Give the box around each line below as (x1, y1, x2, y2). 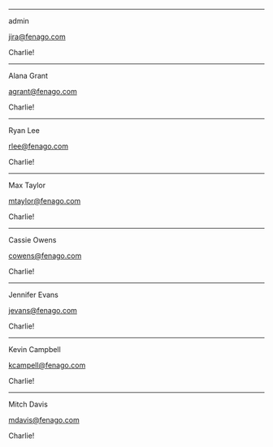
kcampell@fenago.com (8, 360, 86, 370)
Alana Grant (8, 71, 49, 80)
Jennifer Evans (8, 290, 58, 299)
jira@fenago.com (8, 32, 67, 41)
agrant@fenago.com (8, 87, 77, 96)
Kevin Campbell (8, 345, 61, 354)
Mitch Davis (8, 399, 49, 409)
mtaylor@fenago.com (8, 196, 81, 205)
